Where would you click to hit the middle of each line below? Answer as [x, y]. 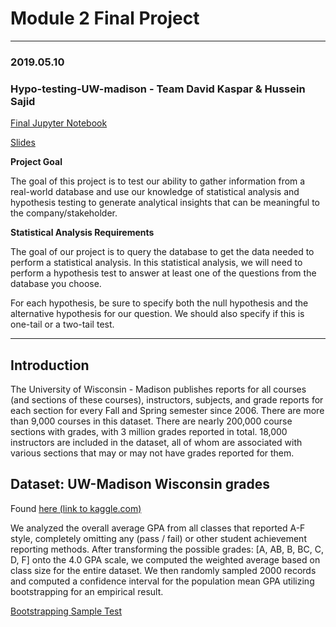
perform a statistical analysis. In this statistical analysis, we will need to [156, 263]
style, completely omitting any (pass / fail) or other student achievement [158, 538]
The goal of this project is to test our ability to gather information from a [158, 181]
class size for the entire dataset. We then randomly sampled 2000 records [163, 570]
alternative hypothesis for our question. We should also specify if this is [157, 314]
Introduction [50, 365]
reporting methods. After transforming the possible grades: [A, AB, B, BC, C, [167, 549]
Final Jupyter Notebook [59, 123]
